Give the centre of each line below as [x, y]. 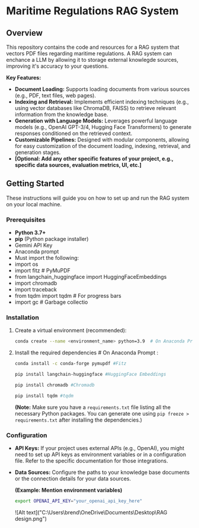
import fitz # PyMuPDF [43, 271]
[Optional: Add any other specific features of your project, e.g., [94, 158]
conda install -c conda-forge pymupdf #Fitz [70, 364]
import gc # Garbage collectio [51, 302]
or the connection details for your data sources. [73, 479]
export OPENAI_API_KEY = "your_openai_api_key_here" [78, 501]
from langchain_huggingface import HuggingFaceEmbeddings [91, 277]
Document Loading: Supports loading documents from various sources [102, 89]
